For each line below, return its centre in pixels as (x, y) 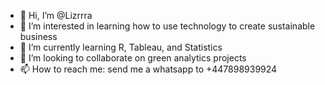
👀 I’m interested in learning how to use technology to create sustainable (167, 26)
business (38, 36)
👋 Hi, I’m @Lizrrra (56, 15)
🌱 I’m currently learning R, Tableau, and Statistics (121, 47)
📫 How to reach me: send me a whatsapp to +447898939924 (148, 69)
